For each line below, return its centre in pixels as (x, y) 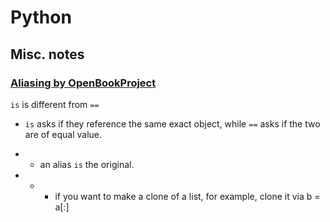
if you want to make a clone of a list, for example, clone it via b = (187, 196)
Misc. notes (47, 54)
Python (41, 17)
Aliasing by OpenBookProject (83, 83)
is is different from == (55, 104)
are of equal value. (63, 134)
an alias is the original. (87, 164)
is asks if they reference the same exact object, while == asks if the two (172, 123)
